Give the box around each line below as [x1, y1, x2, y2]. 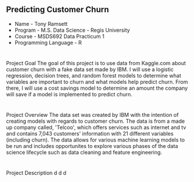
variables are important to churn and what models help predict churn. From [6, 79, 188, 85]
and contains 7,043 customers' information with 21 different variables [6, 130, 174, 137]
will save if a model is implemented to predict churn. [6, 91, 133, 97]
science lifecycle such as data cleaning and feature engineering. [6, 149, 163, 156]
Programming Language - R [14, 39, 82, 46]
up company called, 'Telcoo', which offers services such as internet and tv [6, 124, 186, 131]
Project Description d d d [6, 170, 66, 177]
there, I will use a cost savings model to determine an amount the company [6, 85, 188, 92]
